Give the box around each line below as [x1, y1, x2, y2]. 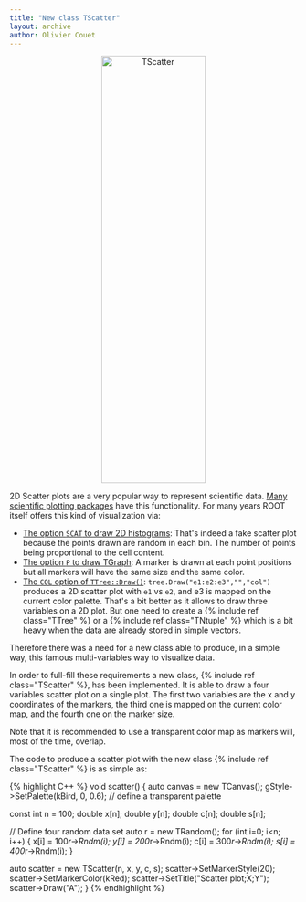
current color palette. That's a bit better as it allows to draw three [22, 595, 268, 607]
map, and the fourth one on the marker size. [9, 708, 175, 719]
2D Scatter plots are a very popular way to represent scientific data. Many [9, 490, 288, 502]
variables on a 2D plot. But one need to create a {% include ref [22, 605, 259, 616]
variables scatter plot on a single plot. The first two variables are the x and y [9, 689, 296, 700]
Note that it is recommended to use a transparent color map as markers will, [9, 727, 296, 738]
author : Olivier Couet [9, 30, 96, 39]
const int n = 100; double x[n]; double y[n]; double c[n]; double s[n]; [9, 809, 267, 820]
